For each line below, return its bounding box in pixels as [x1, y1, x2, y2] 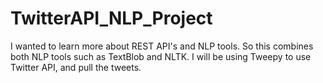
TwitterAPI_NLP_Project [10, 7, 213, 30]
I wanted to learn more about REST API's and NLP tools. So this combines [10, 40, 314, 52]
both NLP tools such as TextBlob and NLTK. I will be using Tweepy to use [10, 50, 312, 62]
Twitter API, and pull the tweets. [10, 61, 142, 73]
